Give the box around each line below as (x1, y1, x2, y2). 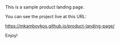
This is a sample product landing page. (5, 4, 85, 10)
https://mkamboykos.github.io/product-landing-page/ (5, 23, 115, 29)
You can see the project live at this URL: (5, 14, 87, 19)
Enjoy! (5, 33, 18, 38)
